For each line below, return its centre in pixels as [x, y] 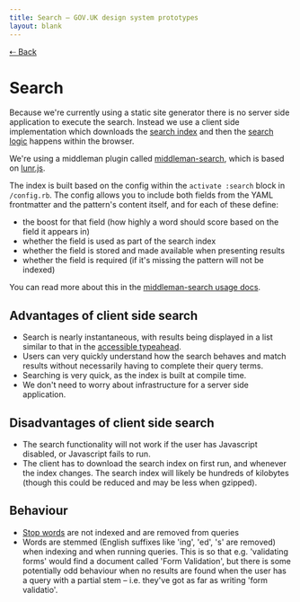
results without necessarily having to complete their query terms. [143, 366]
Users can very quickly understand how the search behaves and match [154, 357]
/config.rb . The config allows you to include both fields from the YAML [141, 195]
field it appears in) [56, 232]
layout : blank [36, 26]
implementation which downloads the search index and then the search [141, 132]
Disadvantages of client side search [112, 423]
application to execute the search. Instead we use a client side [124, 122]
